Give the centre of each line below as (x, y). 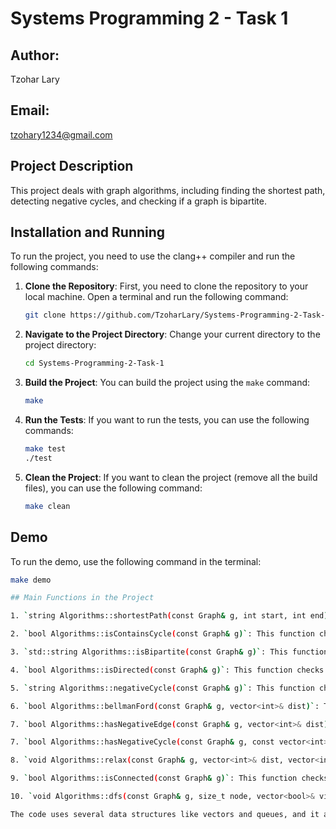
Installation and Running (88, 232)
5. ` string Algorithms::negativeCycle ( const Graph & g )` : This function (162, 688)
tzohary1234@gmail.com (61, 134)
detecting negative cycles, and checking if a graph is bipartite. (138, 201)
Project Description (72, 166)
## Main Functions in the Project (82, 598)
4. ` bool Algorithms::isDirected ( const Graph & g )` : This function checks (167, 670)
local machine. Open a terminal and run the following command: (156, 297)
